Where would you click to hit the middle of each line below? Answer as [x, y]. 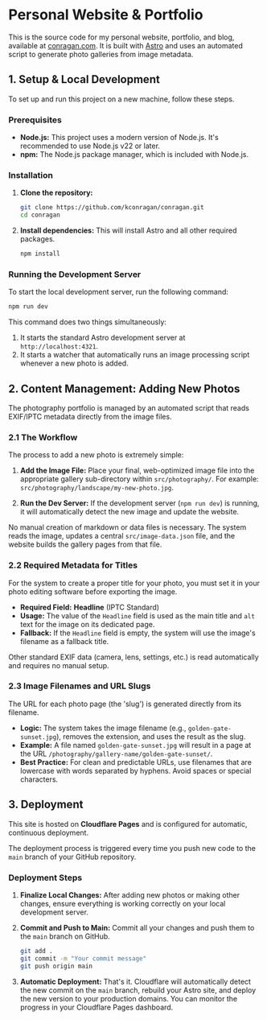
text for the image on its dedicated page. [87, 624]
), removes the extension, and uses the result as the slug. [151, 736]
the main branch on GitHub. [65, 936]
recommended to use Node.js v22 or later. [90, 146]
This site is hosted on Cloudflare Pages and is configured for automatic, [128, 824]
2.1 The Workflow [43, 437]
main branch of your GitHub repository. [72, 857]
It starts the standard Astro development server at [103, 338]
